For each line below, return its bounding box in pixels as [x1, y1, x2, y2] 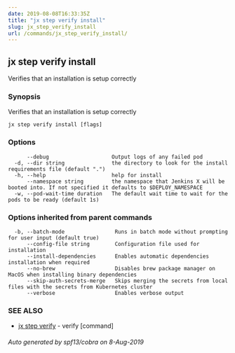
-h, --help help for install [14, 172, 162, 179]
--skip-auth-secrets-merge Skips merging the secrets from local [26, 277, 229, 284]
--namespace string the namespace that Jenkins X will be [26, 178, 225, 185]
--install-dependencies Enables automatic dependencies [26, 253, 210, 260]
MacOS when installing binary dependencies [8, 271, 137, 278]
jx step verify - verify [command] [18, 321, 114, 330]
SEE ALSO [8, 305, 43, 315]
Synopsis [8, 92, 41, 102]
